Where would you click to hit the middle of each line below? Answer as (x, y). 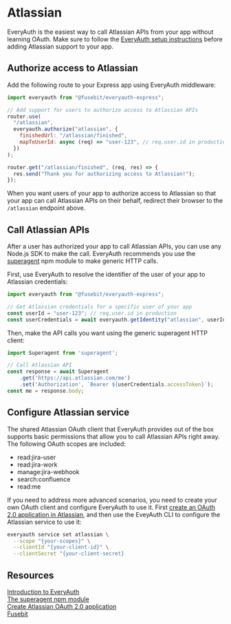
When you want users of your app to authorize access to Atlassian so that (112, 193)
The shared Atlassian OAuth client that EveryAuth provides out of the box (111, 429)
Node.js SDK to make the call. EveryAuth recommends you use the (101, 254)
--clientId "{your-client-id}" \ (61, 547)
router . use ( (24, 116)
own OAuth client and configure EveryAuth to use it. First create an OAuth (111, 507)
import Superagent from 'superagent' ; (63, 353)
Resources (31, 575)
